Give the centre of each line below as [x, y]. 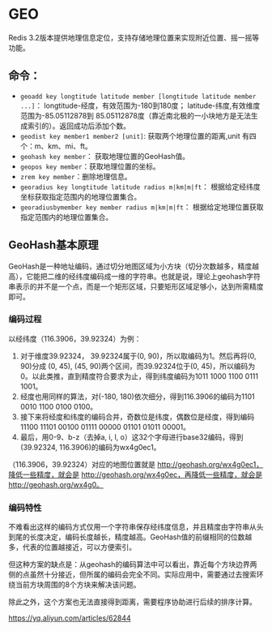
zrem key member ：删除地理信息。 [76, 176]
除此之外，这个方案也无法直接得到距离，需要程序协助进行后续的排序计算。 [132, 602]
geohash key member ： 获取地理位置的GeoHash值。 [105, 156]
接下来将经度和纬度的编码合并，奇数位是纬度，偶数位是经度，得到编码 [137, 416]
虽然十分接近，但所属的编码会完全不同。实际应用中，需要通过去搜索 [143, 575]
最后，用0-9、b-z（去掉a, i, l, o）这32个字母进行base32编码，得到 [132, 437]
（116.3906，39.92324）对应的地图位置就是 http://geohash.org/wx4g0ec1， [136, 464]
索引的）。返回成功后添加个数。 [79, 126]
